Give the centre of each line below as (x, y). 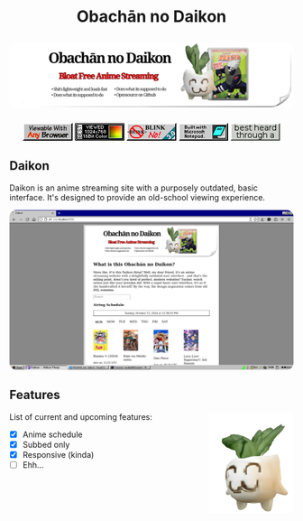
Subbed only (46, 444)
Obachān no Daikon (151, 17)
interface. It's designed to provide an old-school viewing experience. (138, 197)
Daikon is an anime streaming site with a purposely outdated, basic (134, 188)
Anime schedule (52, 434)
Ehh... (33, 465)
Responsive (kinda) (58, 454)
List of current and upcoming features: (81, 416)
